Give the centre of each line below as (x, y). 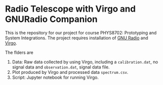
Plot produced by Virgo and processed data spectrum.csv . (70, 72)
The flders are (19, 52)
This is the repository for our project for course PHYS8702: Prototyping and (81, 33)
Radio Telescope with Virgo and (71, 9)
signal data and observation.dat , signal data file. (61, 67)
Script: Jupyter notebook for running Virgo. (55, 77)
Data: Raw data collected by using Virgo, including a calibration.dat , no (85, 62)
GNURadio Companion (51, 19)
